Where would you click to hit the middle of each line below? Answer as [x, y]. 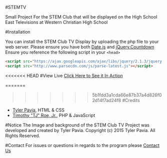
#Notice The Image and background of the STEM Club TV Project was [77, 125]
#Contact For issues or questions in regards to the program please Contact [82, 145]
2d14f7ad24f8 [107, 100]
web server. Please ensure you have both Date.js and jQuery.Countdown [80, 47]
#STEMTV [16, 7]
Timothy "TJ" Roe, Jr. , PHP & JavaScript [54, 115]
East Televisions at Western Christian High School [56, 22]
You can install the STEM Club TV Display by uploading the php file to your [82, 41]
